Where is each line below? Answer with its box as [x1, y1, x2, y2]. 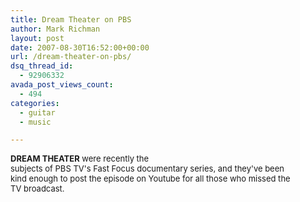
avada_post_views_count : [10, 80, 114, 90]
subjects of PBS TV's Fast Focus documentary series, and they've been [10, 163, 285, 175]
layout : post [10, 33, 65, 43]
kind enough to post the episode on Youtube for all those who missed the [10, 173, 291, 185]
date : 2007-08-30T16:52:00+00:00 [10, 42, 150, 53]
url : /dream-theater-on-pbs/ [10, 52, 132, 62]
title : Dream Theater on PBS [10, 14, 132, 25]
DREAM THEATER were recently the [10, 153, 150, 165]
